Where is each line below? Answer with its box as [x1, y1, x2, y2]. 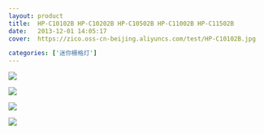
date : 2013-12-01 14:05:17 [8, 27, 107, 35]
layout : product [8, 11, 63, 20]
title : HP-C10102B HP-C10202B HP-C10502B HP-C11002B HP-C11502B [8, 19, 234, 28]
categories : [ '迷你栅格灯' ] [8, 50, 97, 58]
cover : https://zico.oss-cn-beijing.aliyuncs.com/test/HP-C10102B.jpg [8, 34, 256, 43]
